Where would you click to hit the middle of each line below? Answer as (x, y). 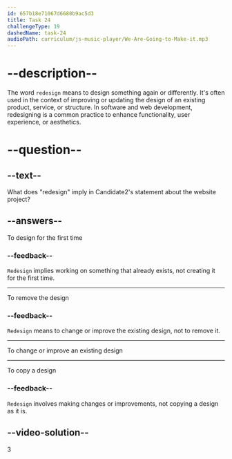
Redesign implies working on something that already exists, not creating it (111, 271)
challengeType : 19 (33, 26)
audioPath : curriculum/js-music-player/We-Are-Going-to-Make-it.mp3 (108, 39)
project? (19, 199)
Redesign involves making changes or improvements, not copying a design (113, 403)
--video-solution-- (48, 433)
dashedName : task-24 (37, 33)
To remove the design (38, 298)
